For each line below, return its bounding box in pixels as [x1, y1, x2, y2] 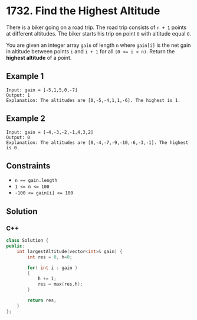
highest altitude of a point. [6, 54, 72, 61]
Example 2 [6, 114, 45, 124]
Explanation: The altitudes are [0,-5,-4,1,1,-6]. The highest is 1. [6, 97, 181, 103]
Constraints [6, 161, 51, 171]
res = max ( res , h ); [37, 281, 83, 287]
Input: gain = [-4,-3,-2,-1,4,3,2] [6, 129, 94, 135]
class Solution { [6, 238, 49, 244]
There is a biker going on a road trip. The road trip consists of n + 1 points [6, 24, 187, 31]
